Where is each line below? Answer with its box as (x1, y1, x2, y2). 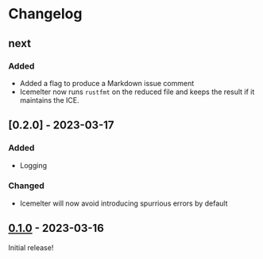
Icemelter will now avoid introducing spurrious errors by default (19, 198, 228, 208)
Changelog (8, 5, 83, 23)
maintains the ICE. (19, 95, 79, 104)
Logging (19, 160, 48, 170)
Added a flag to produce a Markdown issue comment (19, 78, 195, 88)
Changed (8, 180, 45, 191)
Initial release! (8, 242, 54, 252)
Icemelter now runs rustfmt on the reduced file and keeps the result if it (19, 87, 255, 96)
